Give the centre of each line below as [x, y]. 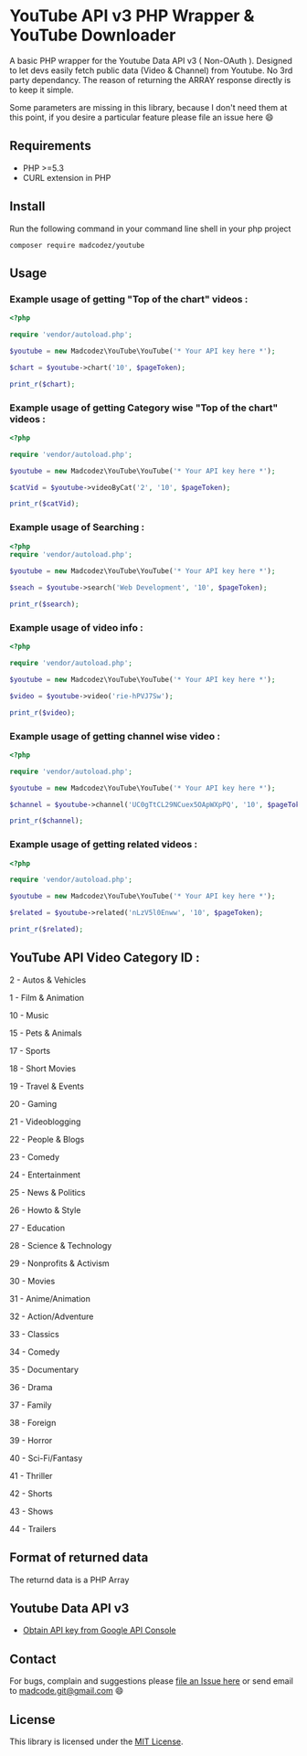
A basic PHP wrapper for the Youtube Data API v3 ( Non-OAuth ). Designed [151, 60]
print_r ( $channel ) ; [47, 821]
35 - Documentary [44, 1369]
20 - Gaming [33, 1103]
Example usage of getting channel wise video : [115, 736]
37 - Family [31, 1405]
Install [27, 207]
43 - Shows [32, 1511]
